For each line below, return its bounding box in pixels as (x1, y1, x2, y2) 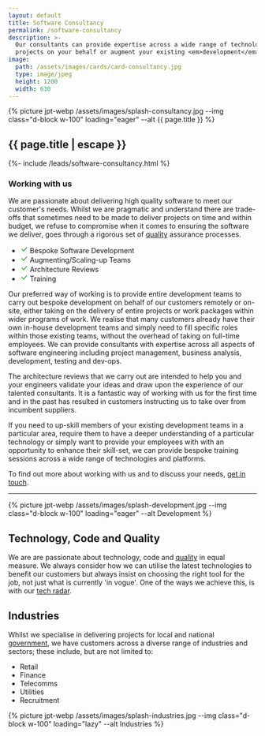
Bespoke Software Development (29, 246, 135, 256)
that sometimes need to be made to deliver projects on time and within (22, 213, 252, 222)
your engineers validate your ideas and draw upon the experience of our (8, 380, 244, 390)
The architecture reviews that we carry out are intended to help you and (8, 372, 242, 381)
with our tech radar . (8, 586, 73, 596)
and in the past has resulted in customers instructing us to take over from (8, 397, 247, 406)
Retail (19, 662, 39, 671)
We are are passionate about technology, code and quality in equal (8, 553, 226, 562)
